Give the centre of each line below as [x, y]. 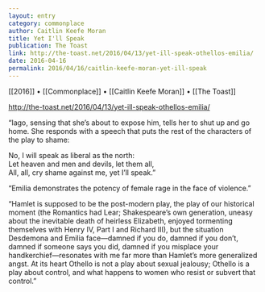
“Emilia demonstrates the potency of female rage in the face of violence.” [130, 188]
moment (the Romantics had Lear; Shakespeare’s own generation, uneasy [131, 212]
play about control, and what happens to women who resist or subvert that [132, 272]
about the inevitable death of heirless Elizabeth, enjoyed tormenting [121, 221]
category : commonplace [46, 23]
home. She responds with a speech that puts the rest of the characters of [130, 131]
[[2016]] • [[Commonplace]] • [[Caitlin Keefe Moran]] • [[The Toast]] [122, 91]
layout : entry [32, 16]
